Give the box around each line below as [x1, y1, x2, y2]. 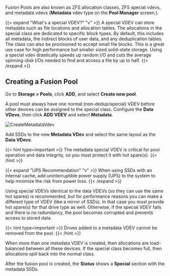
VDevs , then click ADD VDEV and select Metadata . [5, 111, 113, 117]
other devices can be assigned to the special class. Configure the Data [5, 106, 154, 112]
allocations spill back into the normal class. [5, 251, 95, 257]
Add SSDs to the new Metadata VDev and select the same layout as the [5, 131, 156, 137]
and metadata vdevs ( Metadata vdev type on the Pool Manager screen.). [5, 10, 159, 16]
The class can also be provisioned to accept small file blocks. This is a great [5, 41, 164, 47]
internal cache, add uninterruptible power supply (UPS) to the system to [5, 172, 156, 178]
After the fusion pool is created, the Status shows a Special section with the [5, 260, 165, 266]
